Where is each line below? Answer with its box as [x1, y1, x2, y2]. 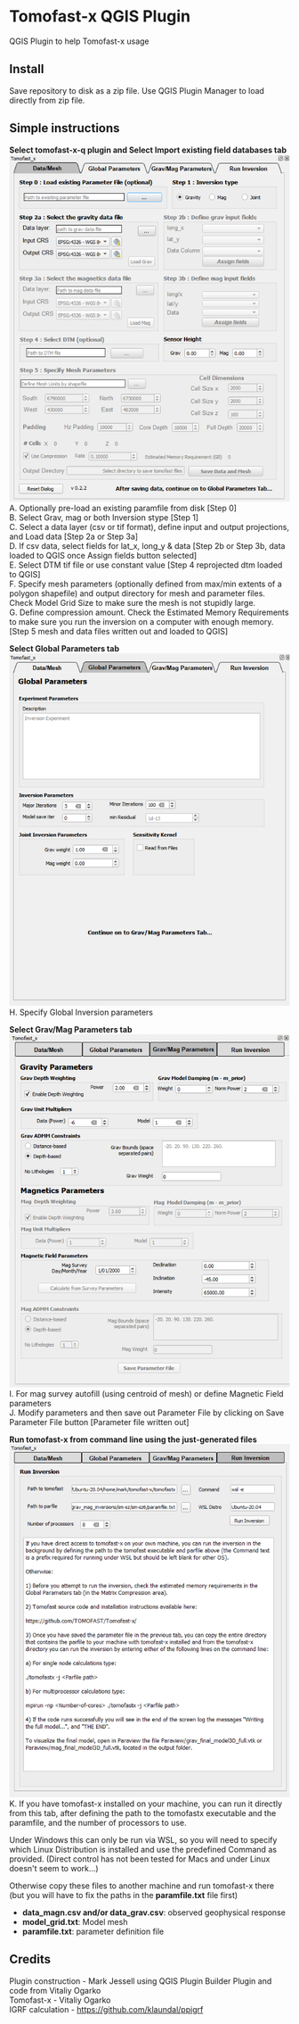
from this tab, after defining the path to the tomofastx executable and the [9, 1808, 277, 1819]
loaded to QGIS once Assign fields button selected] [9, 550, 198, 560]
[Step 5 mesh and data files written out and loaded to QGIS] [9, 626, 229, 636]
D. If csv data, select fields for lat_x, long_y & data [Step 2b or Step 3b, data [9, 540, 286, 551]
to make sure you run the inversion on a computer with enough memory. [9, 616, 274, 626]
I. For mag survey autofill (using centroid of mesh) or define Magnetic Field [9, 1389, 284, 1399]
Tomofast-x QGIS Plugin [9, 6, 191, 27]
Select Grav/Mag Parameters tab [9, 1024, 133, 1035]
